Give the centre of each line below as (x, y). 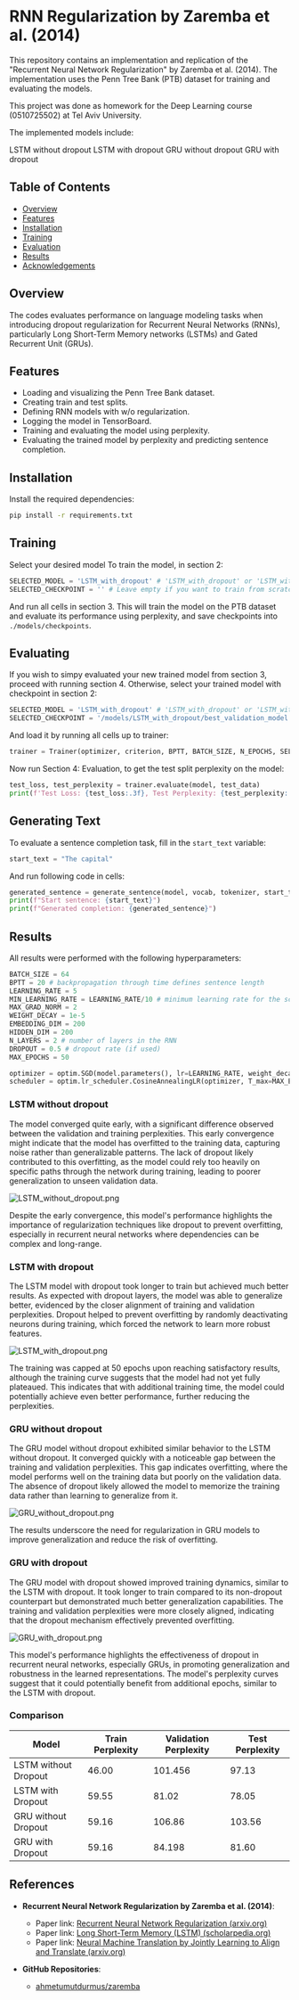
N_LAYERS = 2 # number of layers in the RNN (93, 1040)
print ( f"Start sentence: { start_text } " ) (85, 901)
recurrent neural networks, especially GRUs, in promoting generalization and (149, 1664)
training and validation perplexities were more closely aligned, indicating (141, 1611)
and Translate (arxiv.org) (81, 1951)
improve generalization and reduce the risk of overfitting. (113, 1540)
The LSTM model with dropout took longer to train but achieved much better (149, 1286)
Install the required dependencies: (72, 499)
